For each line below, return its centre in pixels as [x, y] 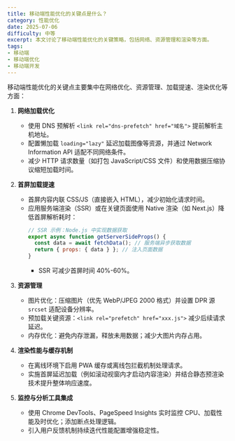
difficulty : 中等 [31, 33]
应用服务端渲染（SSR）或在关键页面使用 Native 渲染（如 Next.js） [123, 208]
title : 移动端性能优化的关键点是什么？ [57, 14]
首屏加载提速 [36, 184]
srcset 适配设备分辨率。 [63, 309]
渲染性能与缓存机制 [45, 350]
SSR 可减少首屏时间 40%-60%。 [86, 270]
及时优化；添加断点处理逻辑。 [77, 421]
